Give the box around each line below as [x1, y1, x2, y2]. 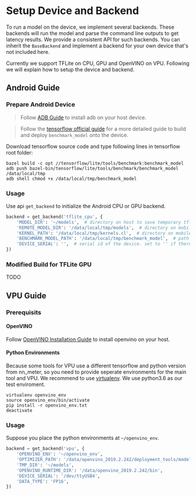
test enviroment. [6, 381, 45, 388]
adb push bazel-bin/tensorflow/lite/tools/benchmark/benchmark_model [6, 165, 179, 171]
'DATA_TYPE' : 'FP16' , [16, 479, 69, 484]
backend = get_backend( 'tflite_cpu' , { [6, 214, 103, 220]
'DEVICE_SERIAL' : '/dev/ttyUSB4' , [16, 473, 100, 479]
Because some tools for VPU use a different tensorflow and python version [6, 362, 186, 370]
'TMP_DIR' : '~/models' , [16, 462, 75, 468]
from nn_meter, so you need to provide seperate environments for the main [6, 368, 187, 375]
